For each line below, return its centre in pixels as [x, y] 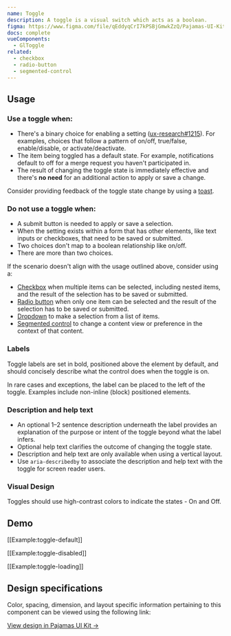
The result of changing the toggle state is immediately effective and [113, 170]
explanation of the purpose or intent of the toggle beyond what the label [119, 432]
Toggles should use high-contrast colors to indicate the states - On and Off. [114, 502]
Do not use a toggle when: [52, 209]
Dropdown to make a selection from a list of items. [88, 316]
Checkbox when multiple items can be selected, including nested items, [119, 287]
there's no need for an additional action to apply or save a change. [111, 178]
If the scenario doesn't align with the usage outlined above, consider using [113, 267]
